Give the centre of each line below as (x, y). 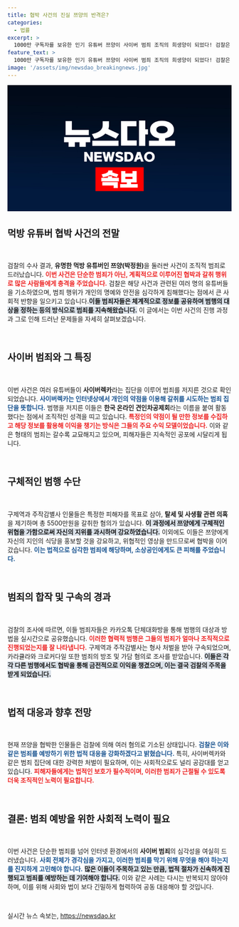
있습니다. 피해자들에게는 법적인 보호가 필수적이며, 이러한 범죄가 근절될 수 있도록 (116, 772)
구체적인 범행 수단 (44, 482)
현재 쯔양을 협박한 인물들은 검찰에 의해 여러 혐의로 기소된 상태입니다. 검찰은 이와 (118, 744)
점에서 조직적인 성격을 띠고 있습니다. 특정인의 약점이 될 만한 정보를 (118, 416)
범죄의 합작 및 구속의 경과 (59, 597)
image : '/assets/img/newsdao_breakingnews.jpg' (79, 68)
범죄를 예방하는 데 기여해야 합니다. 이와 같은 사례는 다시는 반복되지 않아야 (127, 878)
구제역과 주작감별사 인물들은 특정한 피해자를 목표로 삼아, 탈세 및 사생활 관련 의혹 (118, 514)
